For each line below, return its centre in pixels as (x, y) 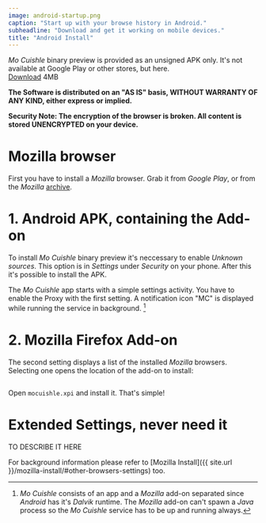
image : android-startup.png (55, 15)
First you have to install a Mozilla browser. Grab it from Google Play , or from (132, 178)
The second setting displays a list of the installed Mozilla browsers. (118, 362)
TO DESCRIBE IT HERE (45, 447)
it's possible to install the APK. (57, 275)
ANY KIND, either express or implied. (70, 101)
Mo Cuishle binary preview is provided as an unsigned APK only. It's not (125, 60)
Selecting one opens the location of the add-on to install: (101, 370)
